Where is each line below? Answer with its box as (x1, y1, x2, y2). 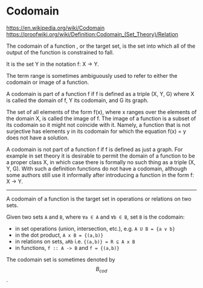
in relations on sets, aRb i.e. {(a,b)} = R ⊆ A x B (14, 237, 135, 245)
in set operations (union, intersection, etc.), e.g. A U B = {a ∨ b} (14, 225, 175, 232)
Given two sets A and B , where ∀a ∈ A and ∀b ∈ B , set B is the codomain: (6, 213, 185, 220)
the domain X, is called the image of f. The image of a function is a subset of (6, 115, 196, 122)
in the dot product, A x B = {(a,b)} (14, 231, 104, 238)
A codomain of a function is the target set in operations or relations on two (6, 195, 192, 202)
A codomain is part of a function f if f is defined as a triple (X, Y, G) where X (6, 90, 195, 97)
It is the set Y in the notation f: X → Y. (6, 60, 99, 68)
